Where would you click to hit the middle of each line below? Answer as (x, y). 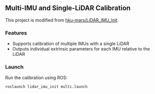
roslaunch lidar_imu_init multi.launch (46, 87)
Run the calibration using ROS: (37, 78)
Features (16, 33)
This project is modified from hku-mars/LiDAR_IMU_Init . (62, 20)
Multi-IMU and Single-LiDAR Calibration (68, 8)
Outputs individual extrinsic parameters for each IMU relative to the (81, 49)
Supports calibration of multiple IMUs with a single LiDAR (71, 44)
